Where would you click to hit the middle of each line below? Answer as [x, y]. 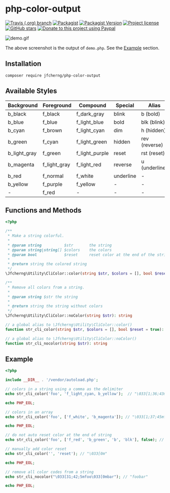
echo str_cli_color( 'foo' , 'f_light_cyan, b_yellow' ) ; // [69, 394]
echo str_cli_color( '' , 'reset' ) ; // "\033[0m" [56, 453]
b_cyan [16, 130]
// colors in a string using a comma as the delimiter [64, 389]
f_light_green [92, 141]
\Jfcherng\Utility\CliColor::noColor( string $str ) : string [69, 316]
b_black [17, 113]
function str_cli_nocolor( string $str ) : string [56, 343]
